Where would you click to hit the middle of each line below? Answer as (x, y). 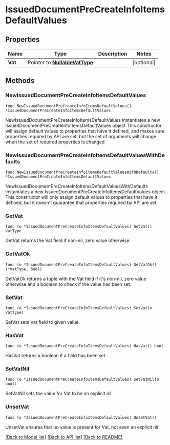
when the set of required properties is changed (55, 142)
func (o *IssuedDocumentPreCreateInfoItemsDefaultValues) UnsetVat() (81, 417)
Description (113, 54)
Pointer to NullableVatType (60, 62)
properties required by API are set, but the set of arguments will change (81, 136)
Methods (20, 81)
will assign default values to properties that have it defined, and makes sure (85, 131)
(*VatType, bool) (24, 269)
